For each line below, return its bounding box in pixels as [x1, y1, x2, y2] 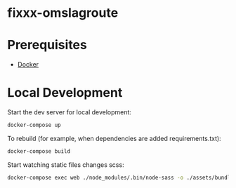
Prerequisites [7, 37, 88, 53]
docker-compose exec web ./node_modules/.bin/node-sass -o [7, 174, 184, 181]
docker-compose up [7, 121, 61, 129]
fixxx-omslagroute [7, 5, 119, 21]
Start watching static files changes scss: [7, 160, 124, 169]
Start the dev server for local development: [7, 108, 132, 116]
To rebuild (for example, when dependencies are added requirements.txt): [7, 134, 221, 142]
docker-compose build [7, 147, 71, 155]
